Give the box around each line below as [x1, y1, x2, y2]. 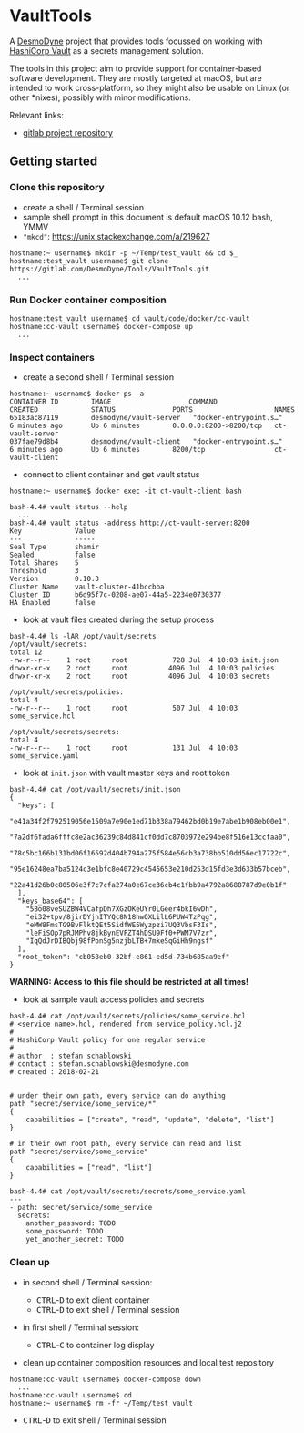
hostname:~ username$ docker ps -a [9, 389, 145, 399]
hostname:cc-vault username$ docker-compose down [9, 1375, 202, 1384]
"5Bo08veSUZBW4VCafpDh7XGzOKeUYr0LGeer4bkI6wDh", [25, 905, 218, 914]
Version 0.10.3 [9, 575, 100, 584]
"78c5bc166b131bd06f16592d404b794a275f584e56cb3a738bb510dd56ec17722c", [9, 849, 291, 858]
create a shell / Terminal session [22, 201, 144, 212]
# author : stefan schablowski [9, 1051, 132, 1061]
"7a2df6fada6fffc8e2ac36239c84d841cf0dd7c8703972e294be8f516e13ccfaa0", [9, 833, 291, 843]
